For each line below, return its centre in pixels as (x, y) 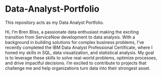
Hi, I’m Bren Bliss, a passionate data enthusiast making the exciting (72, 32)
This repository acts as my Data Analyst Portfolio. (54, 22)
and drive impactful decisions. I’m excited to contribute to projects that (76, 63)
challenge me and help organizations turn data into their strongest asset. (78, 68)
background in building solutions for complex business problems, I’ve (75, 42)
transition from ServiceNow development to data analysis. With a (70, 37)
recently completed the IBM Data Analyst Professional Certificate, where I (79, 47)
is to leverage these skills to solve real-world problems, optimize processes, (81, 57)
